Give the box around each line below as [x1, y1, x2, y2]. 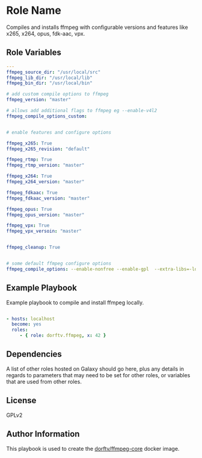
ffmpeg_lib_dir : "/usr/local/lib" [6, 75, 93, 81]
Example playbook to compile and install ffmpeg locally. [6, 299, 144, 306]
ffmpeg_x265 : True [6, 140, 52, 146]
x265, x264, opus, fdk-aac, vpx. [6, 30, 85, 37]
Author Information [6, 429, 80, 439]
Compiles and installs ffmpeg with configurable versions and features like [6, 24, 188, 31]
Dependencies [6, 349, 62, 359]
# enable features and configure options [6, 129, 112, 136]
